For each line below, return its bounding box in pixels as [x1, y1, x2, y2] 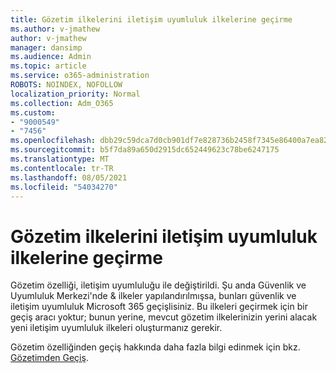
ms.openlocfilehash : [10, 136, 97, 146]
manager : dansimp [10, 42, 83, 53]
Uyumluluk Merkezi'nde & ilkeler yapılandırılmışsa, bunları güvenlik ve [10, 290, 297, 302]
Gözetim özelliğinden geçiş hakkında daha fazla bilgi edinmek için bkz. [10, 341, 301, 353]
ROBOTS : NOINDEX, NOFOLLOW [10, 80, 123, 90]
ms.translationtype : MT [10, 154, 110, 164]
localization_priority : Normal [10, 89, 141, 99]
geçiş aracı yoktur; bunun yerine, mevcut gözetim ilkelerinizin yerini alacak [10, 311, 318, 323]
